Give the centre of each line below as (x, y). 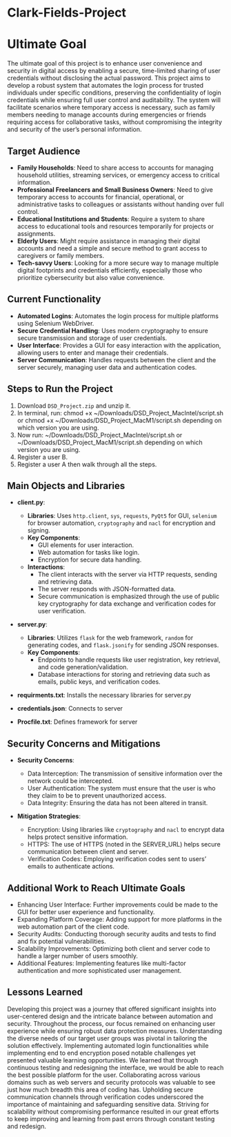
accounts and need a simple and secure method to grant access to (112, 248)
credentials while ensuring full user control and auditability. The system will (114, 100)
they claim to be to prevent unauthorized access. (97, 795)
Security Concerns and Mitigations (84, 743)
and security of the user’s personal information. (74, 130)
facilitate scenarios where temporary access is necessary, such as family (111, 108)
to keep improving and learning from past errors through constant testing (111, 1118)
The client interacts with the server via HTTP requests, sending (127, 575)
